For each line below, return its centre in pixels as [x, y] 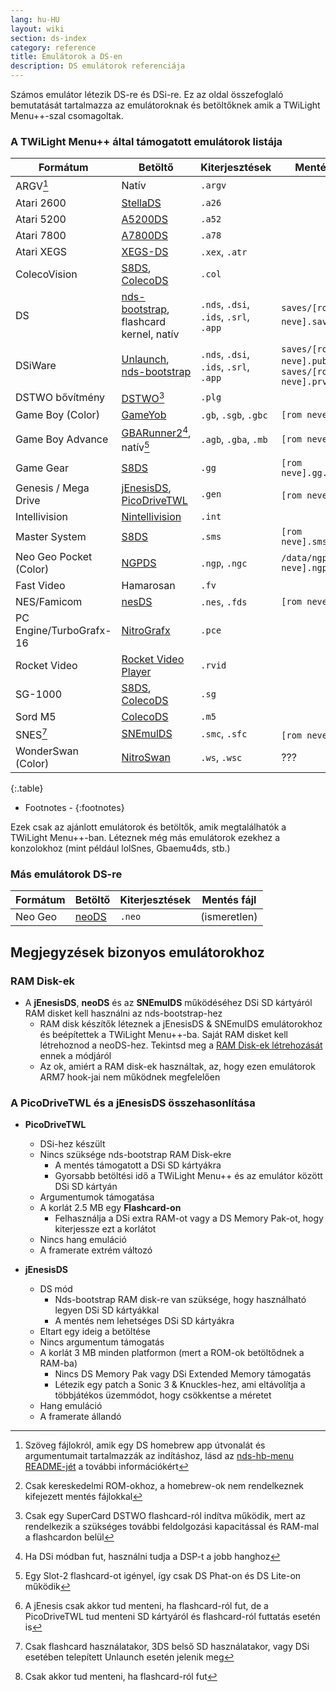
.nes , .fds [224, 601]
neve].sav [304, 322]
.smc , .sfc [224, 734]
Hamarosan [148, 585]
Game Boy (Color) [57, 414]
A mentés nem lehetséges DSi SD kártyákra [144, 1321]
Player [136, 671]
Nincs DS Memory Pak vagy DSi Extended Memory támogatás [183, 1374]
